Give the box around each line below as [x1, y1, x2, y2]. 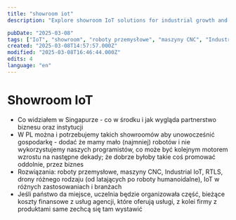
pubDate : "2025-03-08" [7, 29, 74, 36]
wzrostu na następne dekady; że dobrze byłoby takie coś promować [17, 152, 216, 161]
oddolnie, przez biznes [17, 160, 84, 168]
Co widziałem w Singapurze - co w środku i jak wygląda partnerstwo [17, 115, 216, 123]
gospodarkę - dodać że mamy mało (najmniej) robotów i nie [17, 137, 191, 146]
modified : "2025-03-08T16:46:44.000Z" [7, 49, 121, 56]
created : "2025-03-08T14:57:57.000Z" [7, 43, 118, 50]
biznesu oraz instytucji [17, 123, 84, 131]
